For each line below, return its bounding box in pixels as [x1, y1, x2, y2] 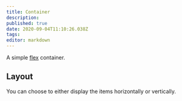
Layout [6, 71, 33, 82]
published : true [6, 20, 47, 26]
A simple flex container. [6, 54, 66, 61]
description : [6, 15, 40, 21]
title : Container [6, 9, 51, 15]
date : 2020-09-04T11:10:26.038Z [6, 26, 88, 32]
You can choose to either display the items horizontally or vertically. [6, 88, 177, 95]
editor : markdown [6, 37, 51, 43]
